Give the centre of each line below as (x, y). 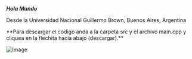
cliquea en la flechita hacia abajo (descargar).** (65, 38)
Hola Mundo (22, 9)
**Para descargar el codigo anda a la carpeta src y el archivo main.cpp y (96, 32)
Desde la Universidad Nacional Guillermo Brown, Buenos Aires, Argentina (96, 20)
